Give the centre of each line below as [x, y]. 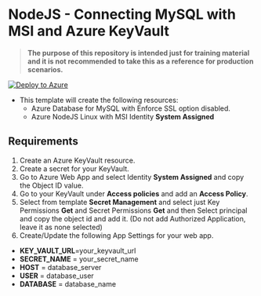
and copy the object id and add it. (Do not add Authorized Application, [132, 218]
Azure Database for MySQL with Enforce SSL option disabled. [131, 108]
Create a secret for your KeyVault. [74, 168]
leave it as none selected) [61, 227]
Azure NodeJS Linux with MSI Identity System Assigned [123, 116]
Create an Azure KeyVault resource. [77, 160]
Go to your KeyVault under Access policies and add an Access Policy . [134, 193]
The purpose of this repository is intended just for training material [138, 53]
